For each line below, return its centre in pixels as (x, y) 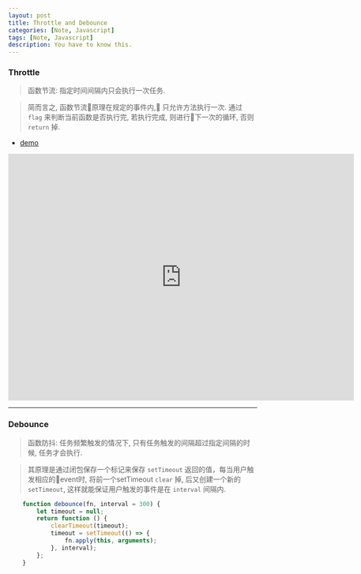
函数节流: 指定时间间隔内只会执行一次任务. (96, 91)
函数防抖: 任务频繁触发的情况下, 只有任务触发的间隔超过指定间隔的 (135, 442)
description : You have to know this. (70, 45)
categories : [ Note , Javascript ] (61, 30)
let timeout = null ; (70, 511)
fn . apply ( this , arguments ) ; (111, 541)
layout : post (30, 15)
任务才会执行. (60, 452)
